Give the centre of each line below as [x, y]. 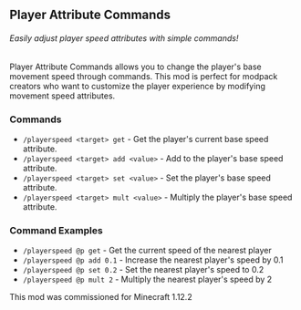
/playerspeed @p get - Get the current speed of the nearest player [147, 251]
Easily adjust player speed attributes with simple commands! [124, 38]
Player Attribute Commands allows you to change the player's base [135, 67]
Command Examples [56, 230]
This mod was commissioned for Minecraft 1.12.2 [101, 297]
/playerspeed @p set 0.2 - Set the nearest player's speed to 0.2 [143, 270]
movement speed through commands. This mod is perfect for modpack [144, 76]
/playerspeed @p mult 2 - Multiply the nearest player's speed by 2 [147, 279]
